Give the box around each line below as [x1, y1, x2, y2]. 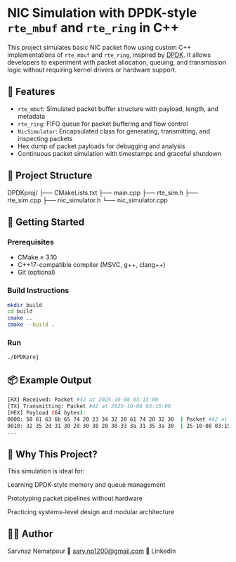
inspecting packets [17, 134, 73, 143]
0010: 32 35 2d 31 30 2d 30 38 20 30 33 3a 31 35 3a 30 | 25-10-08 [7, 422, 212, 429]
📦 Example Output [7, 374, 92, 386]
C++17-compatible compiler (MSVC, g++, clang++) [17, 261, 166, 269]
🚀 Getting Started [7, 216, 85, 228]
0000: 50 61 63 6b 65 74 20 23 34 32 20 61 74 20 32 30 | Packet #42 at [7, 416, 228, 423]
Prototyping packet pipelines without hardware [7, 494, 143, 503]
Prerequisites [7, 237, 54, 247]
